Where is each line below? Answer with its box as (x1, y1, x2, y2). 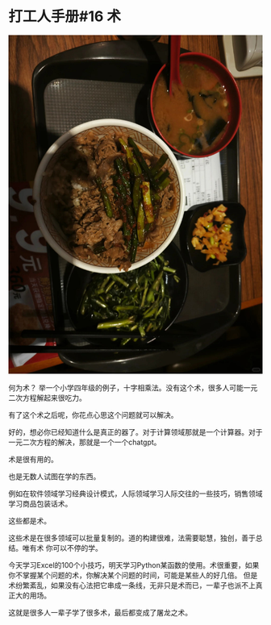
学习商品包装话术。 (8, 498, 73, 508)
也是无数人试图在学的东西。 (8, 471, 101, 481)
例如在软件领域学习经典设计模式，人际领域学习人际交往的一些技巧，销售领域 (8, 489, 263, 498)
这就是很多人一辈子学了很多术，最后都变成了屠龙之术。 (8, 607, 192, 617)
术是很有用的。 (8, 454, 58, 464)
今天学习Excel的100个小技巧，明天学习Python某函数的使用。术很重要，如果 (8, 560, 260, 569)
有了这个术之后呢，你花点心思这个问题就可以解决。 (8, 410, 178, 419)
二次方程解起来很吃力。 (8, 393, 86, 402)
